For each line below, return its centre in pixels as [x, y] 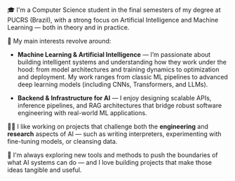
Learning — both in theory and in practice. [68, 27]
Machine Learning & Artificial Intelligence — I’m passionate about [114, 54]
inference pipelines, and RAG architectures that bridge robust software [120, 105]
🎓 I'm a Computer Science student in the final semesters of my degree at [114, 10]
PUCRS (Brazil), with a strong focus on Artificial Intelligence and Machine [113, 20]
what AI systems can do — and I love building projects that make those [110, 162]
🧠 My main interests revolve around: [59, 41]
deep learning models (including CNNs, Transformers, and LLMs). [113, 84]
